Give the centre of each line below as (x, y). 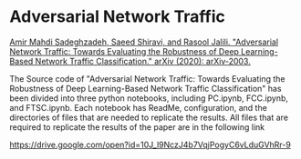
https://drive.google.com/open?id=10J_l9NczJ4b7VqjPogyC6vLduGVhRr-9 (150, 144)
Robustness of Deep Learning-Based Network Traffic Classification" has (145, 88)
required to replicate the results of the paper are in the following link (137, 127)
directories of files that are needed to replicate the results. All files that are (149, 117)
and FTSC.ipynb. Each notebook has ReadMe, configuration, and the (138, 107)
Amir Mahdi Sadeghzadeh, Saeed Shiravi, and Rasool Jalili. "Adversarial (144, 42)
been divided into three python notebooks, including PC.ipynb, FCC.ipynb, (149, 98)
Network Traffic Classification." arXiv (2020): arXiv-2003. (143, 61)
